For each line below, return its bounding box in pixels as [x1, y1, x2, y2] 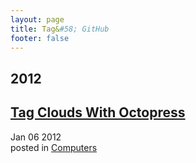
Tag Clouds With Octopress [10, 104, 186, 121]
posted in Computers [10, 141, 98, 153]
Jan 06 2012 [10, 131, 62, 143]
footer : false [10, 33, 70, 43]
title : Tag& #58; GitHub [10, 24, 110, 34]
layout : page [10, 14, 65, 25]
